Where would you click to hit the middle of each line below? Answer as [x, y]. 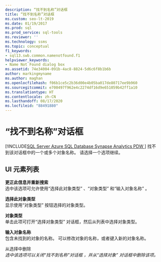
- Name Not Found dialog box [35, 65]
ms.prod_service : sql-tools [34, 33]
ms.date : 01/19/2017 [26, 23]
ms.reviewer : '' [22, 37]
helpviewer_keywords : [27, 60]
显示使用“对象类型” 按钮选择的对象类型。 [47, 205]
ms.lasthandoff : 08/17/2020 [34, 101]
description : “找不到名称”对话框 [36, 10]
